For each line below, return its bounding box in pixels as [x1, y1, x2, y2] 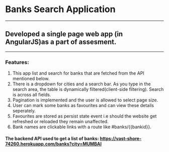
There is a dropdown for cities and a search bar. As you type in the [12, 81, 151, 87]
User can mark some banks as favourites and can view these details [12, 103, 154, 109]
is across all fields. [12, 92, 51, 98]
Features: [5, 59, 29, 66]
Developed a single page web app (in [5, 30, 123, 38]
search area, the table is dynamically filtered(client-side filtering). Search [12, 86, 164, 92]
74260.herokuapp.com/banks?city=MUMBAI [5, 140, 102, 147]
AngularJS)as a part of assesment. [5, 38, 117, 46]
